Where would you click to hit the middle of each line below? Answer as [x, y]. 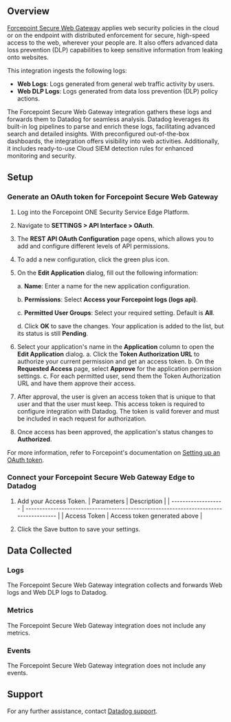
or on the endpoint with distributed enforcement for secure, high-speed [108, 35]
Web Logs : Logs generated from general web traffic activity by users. [116, 84]
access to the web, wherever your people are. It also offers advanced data [112, 42]
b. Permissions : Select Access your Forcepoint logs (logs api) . [107, 299]
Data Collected [40, 551]
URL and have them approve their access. [76, 383]
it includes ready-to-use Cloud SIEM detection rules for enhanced [100, 148]
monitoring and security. [42, 156]
